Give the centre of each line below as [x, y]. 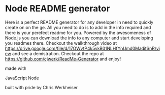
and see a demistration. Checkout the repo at [58, 53]
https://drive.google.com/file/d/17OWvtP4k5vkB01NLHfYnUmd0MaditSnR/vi [82, 48]
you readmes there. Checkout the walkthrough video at [61, 43]
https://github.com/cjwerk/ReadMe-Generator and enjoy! [63, 59]
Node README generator [58, 9]
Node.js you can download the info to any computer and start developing [79, 38]
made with [16, 68]
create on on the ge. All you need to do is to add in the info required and [78, 27]
